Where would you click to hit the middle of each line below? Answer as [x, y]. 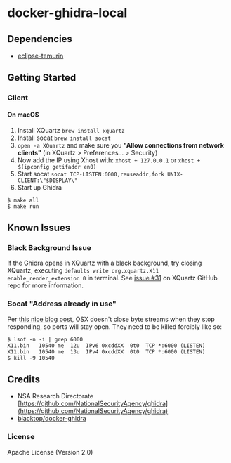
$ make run [23, 206]
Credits [24, 379]
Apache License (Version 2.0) [50, 452]
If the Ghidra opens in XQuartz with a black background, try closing [105, 263]
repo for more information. [46, 285]
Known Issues [39, 227]
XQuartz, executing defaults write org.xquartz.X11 [83, 270]
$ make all [23, 200]
